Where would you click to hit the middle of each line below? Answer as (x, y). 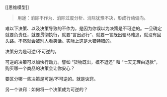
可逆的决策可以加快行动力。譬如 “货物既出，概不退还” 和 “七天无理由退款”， (83, 62)
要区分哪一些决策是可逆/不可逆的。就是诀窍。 (52, 79)
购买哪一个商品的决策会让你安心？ (40, 68)
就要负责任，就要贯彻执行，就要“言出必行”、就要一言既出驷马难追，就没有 (81, 35)
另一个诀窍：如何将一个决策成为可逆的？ (46, 89)
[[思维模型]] (17, 7)
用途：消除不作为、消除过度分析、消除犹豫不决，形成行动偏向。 (83, 18)
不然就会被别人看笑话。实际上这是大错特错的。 (66, 41)
